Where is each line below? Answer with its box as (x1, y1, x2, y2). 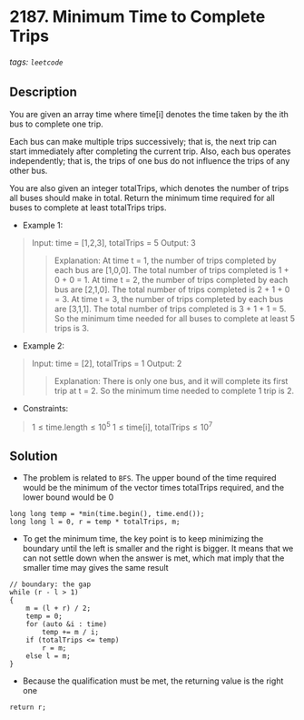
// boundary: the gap (9, 580, 92, 589)
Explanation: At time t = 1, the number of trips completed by (54, 255, 277, 266)
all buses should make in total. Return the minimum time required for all (9, 192, 275, 203)
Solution (9, 448, 58, 463)
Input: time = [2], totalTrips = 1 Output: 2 (31, 358, 182, 369)
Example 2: (22, 340, 65, 351)
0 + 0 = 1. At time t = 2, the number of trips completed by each (54, 274, 289, 285)
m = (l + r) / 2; (25, 603, 92, 614)
